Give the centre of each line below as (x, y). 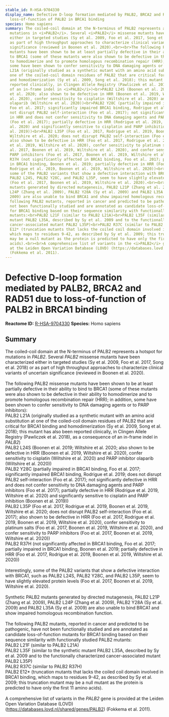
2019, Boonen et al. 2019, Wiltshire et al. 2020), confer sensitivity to (75, 522)
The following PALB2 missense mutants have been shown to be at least (79, 383)
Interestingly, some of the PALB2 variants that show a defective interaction (82, 570)
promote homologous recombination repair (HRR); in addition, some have (81, 399)
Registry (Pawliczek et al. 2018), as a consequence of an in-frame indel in (81, 437)
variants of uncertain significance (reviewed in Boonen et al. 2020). (75, 373)
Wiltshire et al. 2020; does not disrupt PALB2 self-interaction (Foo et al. (79, 511)
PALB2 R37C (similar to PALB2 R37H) (44, 666)
